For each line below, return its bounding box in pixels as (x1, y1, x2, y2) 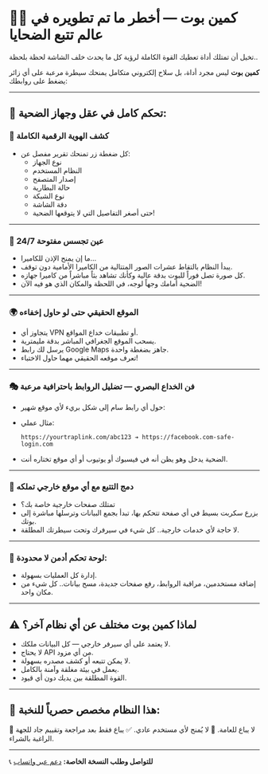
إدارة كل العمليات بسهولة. (20, 571, 98, 580)
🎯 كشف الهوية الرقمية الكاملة (9, 131, 110, 142)
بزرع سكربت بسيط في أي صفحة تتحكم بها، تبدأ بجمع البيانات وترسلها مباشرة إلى (20, 508, 258, 517)
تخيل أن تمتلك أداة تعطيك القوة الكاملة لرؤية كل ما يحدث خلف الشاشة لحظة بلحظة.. (9, 52, 258, 61)
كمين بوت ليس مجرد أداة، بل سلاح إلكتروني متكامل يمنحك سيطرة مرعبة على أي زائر (9, 67, 260, 77)
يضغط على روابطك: (9, 76, 68, 85)
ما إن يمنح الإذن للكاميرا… (20, 253, 97, 263)
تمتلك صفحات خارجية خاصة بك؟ (20, 499, 116, 509)
